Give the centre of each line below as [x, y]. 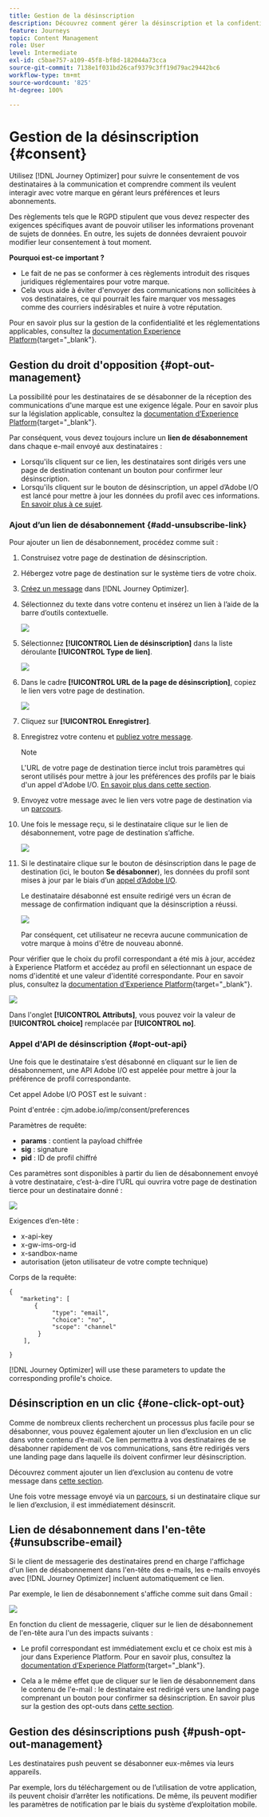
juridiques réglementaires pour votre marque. [95, 282]
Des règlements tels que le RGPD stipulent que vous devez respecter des [129, 217]
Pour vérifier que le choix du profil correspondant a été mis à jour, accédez [132, 959]
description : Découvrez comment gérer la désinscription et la [117, 23]
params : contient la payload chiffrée [81, 1140]
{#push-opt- [214, 1732]
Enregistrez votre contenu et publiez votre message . [107, 737]
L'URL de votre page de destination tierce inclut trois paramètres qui [133, 768]
